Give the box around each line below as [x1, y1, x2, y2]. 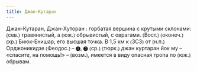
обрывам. [6, 57, 31, 65]
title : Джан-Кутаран [6, 8, 57, 15]
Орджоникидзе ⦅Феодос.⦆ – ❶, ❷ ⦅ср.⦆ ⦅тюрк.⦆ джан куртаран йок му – [6, 44, 182, 51]
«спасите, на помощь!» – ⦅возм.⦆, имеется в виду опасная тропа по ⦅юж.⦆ [6, 51, 191, 58]
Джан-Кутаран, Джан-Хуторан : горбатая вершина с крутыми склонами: [6, 25, 191, 32]
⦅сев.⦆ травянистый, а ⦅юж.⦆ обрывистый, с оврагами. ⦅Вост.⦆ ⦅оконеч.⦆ [6, 31, 184, 38]
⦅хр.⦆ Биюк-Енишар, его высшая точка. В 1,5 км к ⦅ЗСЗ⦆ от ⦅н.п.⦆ [6, 38, 165, 45]
